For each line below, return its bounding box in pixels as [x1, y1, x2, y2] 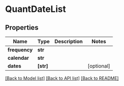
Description [54, 38, 83, 45]
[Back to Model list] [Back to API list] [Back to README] [5, 76, 119, 81]
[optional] [87, 63, 111, 69]
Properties [5, 23, 39, 32]
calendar [7, 55, 29, 61]
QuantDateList [5, 3, 66, 15]
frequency [7, 46, 33, 53]
